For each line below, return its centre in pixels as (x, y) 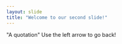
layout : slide (24, 12)
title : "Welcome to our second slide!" (57, 17)
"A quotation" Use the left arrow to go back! (61, 34)
